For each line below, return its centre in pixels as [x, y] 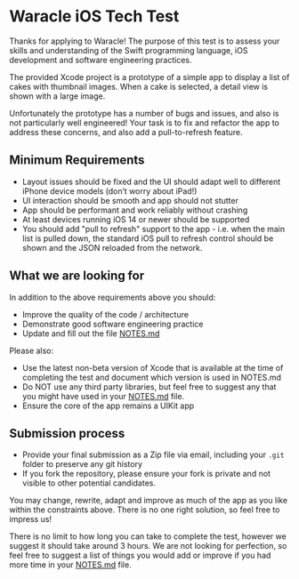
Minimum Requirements [77, 161]
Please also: [32, 350]
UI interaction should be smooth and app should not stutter [130, 200]
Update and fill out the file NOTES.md [91, 333]
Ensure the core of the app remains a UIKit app [108, 406]
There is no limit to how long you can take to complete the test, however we [148, 536]
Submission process [67, 433]
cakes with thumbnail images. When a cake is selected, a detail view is [139, 86]
